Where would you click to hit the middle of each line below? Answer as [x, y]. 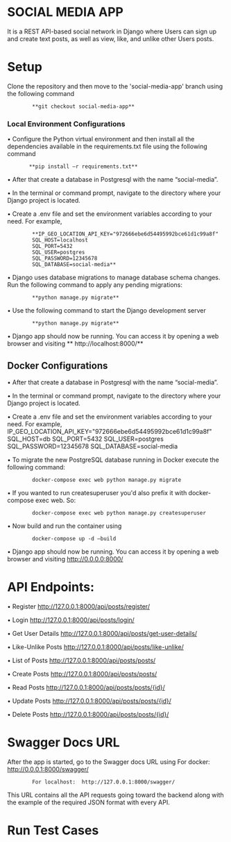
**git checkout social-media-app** [84, 106]
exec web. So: [56, 500]
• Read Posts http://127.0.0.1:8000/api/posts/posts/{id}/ [86, 687]
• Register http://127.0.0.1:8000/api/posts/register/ [79, 606]
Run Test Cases [53, 831]
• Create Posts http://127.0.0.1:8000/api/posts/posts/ [82, 673]
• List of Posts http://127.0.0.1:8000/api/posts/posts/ [82, 660]
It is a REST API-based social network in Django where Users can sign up [112, 31]
